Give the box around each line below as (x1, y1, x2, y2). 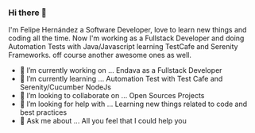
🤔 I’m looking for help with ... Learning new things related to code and (19, 99, 248, 109)
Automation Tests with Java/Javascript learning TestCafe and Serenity (8, 42, 238, 51)
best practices (19, 108, 68, 117)
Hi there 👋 (8, 7, 48, 18)
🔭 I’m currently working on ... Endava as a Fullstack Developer (19, 66, 222, 75)
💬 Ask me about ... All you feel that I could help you (19, 116, 187, 126)
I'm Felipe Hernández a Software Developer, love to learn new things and (8, 25, 247, 35)
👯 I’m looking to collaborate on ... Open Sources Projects (19, 91, 205, 101)
